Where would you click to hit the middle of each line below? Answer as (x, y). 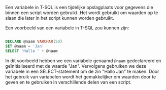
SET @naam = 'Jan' (25, 46)
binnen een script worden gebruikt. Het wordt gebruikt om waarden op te (82, 13)
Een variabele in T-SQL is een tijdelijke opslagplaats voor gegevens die (79, 7)
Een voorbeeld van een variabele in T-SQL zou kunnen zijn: (67, 28)
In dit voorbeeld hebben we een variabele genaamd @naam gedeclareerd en (83, 61)
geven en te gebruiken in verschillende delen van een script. (69, 82)
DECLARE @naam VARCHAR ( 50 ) (34, 41)
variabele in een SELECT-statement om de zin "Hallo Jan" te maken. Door (82, 71)
